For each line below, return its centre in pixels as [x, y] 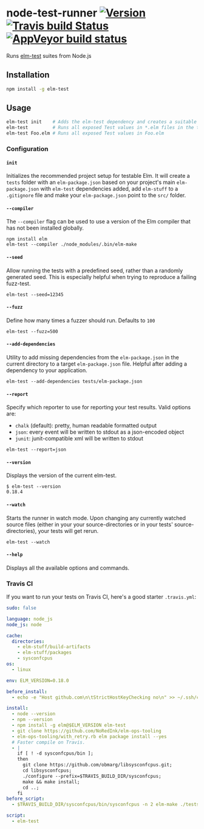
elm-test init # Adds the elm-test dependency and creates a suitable [102, 122]
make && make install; [51, 782]
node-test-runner [52, 13]
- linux [22, 669]
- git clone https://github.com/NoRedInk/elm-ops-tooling [87, 731]
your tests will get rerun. [68, 531]
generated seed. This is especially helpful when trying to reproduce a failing [101, 277]
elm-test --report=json [36, 450]
